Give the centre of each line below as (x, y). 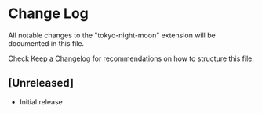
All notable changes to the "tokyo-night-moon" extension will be (112, 35)
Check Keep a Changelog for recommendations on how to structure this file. (131, 58)
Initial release (41, 101)
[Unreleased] (41, 83)
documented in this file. (46, 43)
